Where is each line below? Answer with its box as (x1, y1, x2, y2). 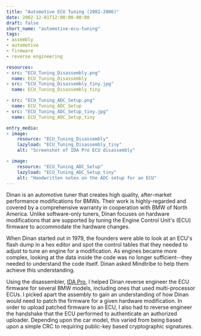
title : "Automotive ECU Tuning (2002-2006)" (6, 8, 119, 15)
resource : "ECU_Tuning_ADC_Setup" (17, 163, 103, 170)
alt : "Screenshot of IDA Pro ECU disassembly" (17, 148, 136, 154)
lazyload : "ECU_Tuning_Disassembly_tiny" (17, 142, 122, 148)
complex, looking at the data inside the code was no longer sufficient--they (6, 254, 193, 261)
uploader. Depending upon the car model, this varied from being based (6, 316, 182, 324)
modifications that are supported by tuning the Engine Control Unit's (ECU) (6, 217, 191, 224)
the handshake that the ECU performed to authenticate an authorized (6, 310, 178, 317)
